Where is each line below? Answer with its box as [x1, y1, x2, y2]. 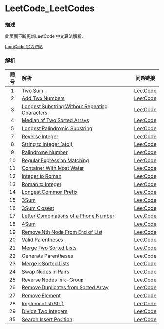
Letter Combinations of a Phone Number [21, 212, 115, 219]
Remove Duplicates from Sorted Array [21, 284, 109, 291]
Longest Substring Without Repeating [21, 103, 108, 110]
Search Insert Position [21, 316, 73, 323]
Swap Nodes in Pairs [21, 268, 70, 275]
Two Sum [21, 87, 44, 94]
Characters [21, 109, 48, 116]
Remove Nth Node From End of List [21, 228, 102, 235]
